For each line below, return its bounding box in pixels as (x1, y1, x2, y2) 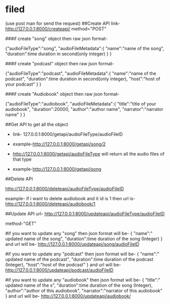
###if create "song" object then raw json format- (5, 35, 108, 42)
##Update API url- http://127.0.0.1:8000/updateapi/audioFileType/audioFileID (5, 210, 165, 216)
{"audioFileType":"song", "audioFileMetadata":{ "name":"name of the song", (5, 45, 164, 51)
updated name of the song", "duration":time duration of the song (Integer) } (5, 236, 163, 242)
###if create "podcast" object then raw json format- (5, 60, 115, 66)
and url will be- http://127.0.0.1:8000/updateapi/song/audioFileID (5, 241, 140, 247)
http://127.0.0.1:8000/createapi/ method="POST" (5, 25, 107, 31)
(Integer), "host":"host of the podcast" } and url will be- (5, 261, 121, 268)
